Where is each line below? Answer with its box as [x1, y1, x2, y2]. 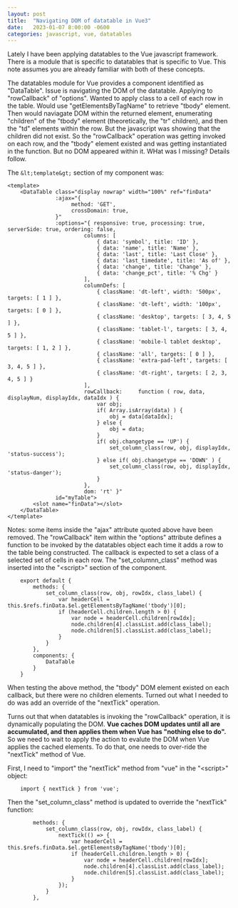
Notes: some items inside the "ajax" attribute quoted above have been [7, 526, 214, 534]
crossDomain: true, [71, 208, 130, 215]
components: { [33, 652, 75, 660]
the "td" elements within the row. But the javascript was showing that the [7, 124, 221, 133]
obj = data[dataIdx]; [109, 413, 174, 421]
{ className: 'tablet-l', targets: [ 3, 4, [96, 326, 228, 333]
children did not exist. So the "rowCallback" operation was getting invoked [7, 132, 226, 141]
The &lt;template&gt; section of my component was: [7, 168, 164, 177]
